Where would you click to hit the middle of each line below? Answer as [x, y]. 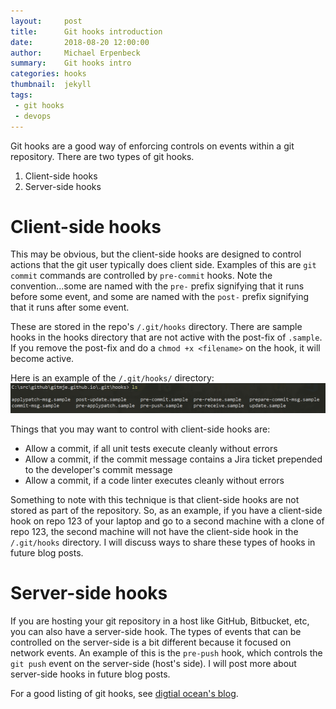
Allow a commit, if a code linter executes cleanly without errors [154, 480]
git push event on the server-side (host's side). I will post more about [153, 663]
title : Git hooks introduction [86, 31]
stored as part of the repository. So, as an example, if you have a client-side [166, 510]
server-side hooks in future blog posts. [90, 674]
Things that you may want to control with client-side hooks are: [140, 429]
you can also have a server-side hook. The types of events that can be [156, 631]
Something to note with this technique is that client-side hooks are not [155, 499]
